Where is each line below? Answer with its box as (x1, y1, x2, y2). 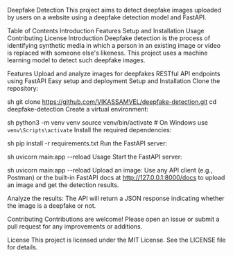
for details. (7, 243, 38, 251)
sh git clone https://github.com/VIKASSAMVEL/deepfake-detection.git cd (7, 98, 217, 106)
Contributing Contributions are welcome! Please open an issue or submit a (7, 215, 220, 223)
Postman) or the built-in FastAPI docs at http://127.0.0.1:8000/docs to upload (7, 173, 225, 181)
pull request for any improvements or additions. (7, 222, 143, 231)
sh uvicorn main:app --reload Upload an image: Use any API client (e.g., (7, 166, 213, 174)
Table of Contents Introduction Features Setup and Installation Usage (7, 27, 205, 35)
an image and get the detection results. (7, 181, 119, 189)
